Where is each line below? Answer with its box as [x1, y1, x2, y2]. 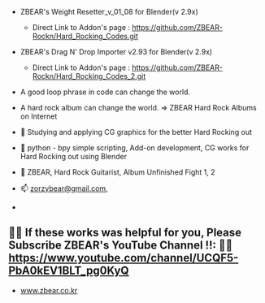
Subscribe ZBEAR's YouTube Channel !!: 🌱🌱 [8, 239, 233, 253]
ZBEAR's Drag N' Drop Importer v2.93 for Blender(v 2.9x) [20, 47, 213, 56]
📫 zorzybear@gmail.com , [20, 184, 108, 193]
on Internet [20, 111, 58, 121]
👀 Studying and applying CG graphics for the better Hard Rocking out [20, 128, 253, 136]
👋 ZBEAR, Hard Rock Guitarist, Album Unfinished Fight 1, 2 [20, 167, 215, 177]
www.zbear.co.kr [20, 285, 78, 295]
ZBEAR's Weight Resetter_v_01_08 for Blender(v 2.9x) [20, 7, 199, 16]
